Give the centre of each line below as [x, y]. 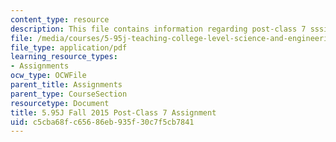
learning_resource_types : [64, 57]
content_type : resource [60, 19]
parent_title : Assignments [66, 85]
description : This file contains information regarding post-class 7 [158, 29]
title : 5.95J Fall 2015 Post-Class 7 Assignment [113, 112]
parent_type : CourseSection [69, 94]
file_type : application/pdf [69, 47]
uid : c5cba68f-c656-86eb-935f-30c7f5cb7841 [102, 122]
